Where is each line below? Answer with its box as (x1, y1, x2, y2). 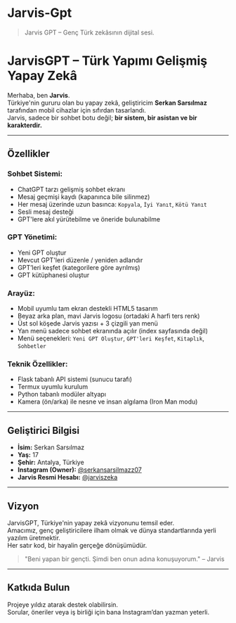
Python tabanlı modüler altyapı (17, 390, 107, 399)
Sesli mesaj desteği (17, 207, 74, 216)
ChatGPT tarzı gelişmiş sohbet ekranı (17, 185, 125, 193)
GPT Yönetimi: (7, 232, 58, 242)
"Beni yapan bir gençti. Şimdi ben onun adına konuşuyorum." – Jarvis (24, 555, 225, 563)
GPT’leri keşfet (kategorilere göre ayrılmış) (17, 263, 140, 271)
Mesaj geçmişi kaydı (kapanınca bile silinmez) (17, 192, 150, 201)
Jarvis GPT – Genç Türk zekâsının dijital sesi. (24, 28, 155, 37)
